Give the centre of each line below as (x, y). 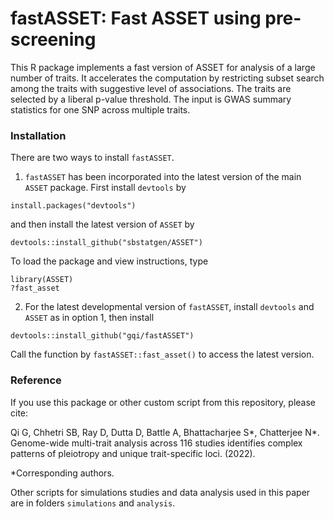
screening (53, 39)
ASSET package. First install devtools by (105, 188)
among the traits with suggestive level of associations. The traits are (151, 88)
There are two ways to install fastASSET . (92, 158)
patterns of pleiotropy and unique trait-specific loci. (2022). (133, 453)
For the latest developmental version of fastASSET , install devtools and (169, 307)
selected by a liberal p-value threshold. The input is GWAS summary (151, 99)
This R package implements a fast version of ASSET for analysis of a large (163, 67)
